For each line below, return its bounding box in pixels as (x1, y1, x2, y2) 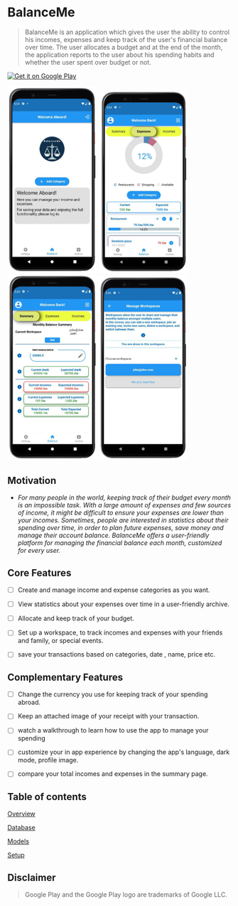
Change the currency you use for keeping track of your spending (17, 690, 208, 699)
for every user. (17, 546, 61, 555)
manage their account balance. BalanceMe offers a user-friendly (17, 531, 210, 540)
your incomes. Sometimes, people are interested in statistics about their (17, 516, 229, 524)
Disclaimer (7, 871, 56, 883)
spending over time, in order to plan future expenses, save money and (17, 524, 224, 532)
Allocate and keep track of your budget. (17, 614, 135, 622)
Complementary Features (7, 671, 123, 683)
